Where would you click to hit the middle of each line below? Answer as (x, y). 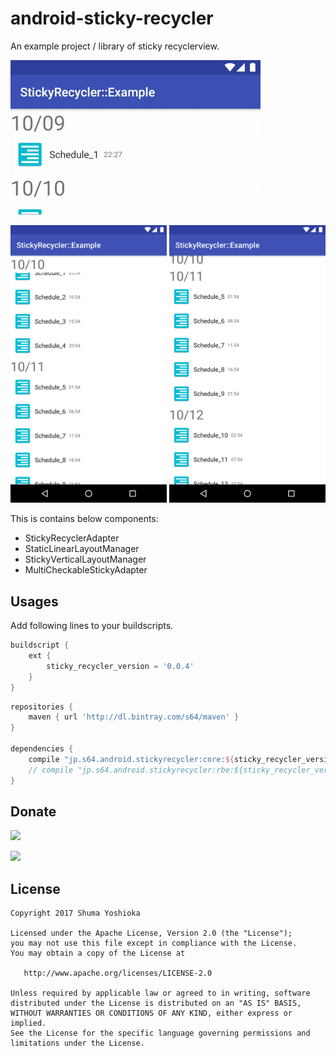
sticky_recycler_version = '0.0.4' (120, 666)
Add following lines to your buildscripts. (92, 626)
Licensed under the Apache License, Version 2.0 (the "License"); (151, 933)
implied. (28, 1023)
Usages (34, 601)
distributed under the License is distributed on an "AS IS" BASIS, (156, 1003)
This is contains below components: (84, 519)
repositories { (42, 707)
